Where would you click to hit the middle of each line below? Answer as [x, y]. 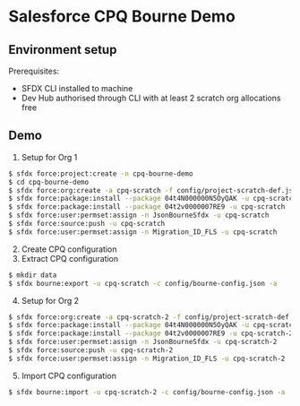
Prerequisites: [34, 71]
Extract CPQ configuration [70, 258]
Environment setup [63, 50]
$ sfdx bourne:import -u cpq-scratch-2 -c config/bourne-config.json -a [147, 392]
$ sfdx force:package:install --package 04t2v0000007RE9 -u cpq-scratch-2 [151, 333]
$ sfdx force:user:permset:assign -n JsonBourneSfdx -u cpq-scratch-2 [143, 342]
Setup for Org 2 [50, 300]
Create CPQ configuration [69, 249]
